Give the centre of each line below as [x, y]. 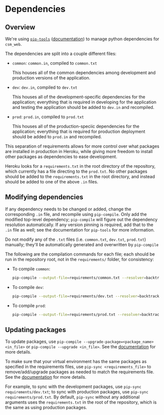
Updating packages [35, 330]
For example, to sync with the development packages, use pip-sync [73, 387]
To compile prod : [29, 306]
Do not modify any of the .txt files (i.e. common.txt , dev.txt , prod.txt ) [76, 239]
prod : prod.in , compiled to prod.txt [48, 117]
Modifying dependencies [44, 197]
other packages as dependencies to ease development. [61, 156]
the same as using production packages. [46, 408]
